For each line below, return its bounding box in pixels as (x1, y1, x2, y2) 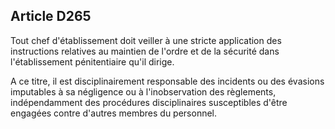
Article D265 (10, 8, 92, 25)
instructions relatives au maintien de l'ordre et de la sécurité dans (10, 45, 280, 57)
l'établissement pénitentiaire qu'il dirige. (10, 55, 175, 68)
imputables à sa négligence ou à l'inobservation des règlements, (10, 85, 277, 98)
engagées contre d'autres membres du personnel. (10, 107, 218, 119)
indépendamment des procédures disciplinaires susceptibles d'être (10, 96, 288, 108)
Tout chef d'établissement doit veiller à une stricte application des (10, 34, 282, 46)
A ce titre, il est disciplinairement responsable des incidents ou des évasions (10, 75, 325, 87)
